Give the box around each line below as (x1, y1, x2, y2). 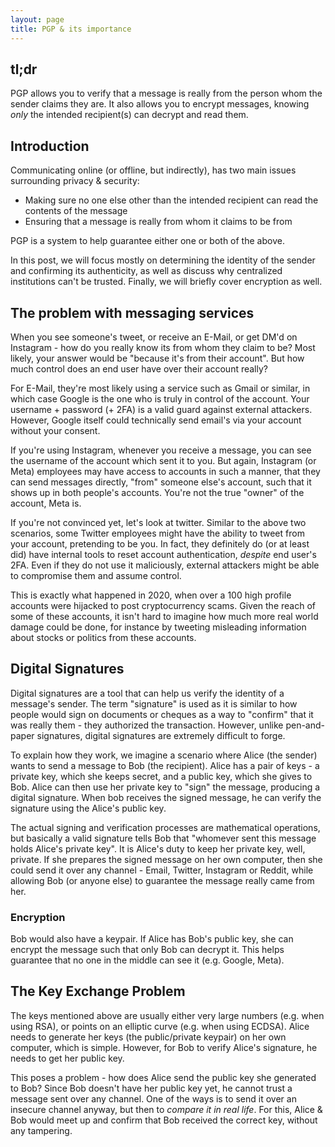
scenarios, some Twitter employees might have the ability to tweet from (10, 527, 305, 539)
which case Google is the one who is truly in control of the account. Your (10, 392, 310, 405)
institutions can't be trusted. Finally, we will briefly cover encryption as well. (10, 276, 323, 288)
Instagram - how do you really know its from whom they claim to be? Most (10, 341, 316, 353)
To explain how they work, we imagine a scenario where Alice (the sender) (10, 749, 318, 761)
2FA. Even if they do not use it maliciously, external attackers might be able (10, 559, 320, 571)
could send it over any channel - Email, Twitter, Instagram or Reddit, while (10, 864, 314, 876)
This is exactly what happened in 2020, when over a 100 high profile (10, 589, 292, 601)
